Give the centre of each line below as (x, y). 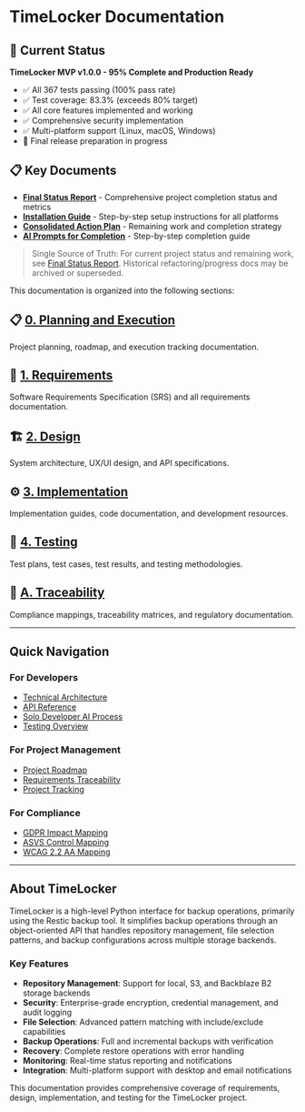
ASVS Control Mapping (66, 842)
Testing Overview (55, 726)
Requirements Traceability (71, 779)
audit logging (47, 1013)
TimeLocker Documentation (117, 17)
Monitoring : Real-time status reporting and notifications (128, 1061)
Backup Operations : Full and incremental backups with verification (148, 1041)
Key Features (39, 964)
